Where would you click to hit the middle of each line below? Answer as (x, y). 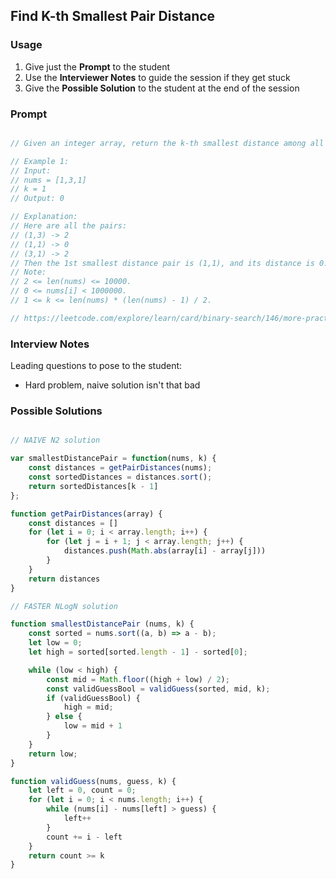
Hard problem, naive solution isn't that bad (112, 385)
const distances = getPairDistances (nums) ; (120, 468)
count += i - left (84, 837)
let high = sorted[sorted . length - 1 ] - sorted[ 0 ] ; (138, 652)
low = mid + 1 (93, 726)
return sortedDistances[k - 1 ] (93, 486)
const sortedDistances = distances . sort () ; (120, 477)
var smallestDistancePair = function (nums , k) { (113, 459)
